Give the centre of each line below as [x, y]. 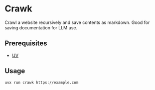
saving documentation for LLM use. [41, 27]
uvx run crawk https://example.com [42, 83]
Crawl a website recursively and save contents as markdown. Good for [77, 22]
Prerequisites [26, 44]
